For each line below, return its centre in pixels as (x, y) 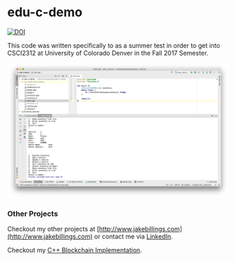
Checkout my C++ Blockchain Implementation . (75, 250)
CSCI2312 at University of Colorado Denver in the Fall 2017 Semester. (108, 53)
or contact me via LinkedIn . (133, 236)
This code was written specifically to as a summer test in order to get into (114, 45)
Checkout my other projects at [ (53, 229)
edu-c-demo (45, 12)
